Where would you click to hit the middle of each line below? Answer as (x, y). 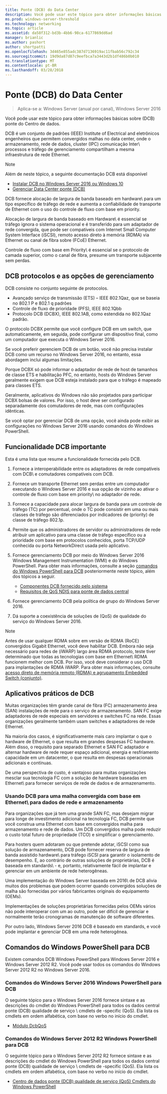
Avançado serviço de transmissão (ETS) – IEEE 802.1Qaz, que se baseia (86, 298)
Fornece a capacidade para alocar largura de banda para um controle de (87, 504)
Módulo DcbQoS (29, 1026)
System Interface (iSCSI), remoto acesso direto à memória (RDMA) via (77, 235)
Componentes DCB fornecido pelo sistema (64, 586)
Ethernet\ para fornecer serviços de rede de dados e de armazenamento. (81, 783)
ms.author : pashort (25, 42)
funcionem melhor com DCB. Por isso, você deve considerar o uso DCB (79, 662)
